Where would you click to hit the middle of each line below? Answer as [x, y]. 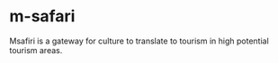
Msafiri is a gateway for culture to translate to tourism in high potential [139, 41]
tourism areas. [36, 50]
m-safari [42, 16]
